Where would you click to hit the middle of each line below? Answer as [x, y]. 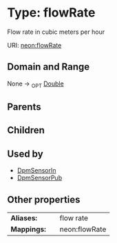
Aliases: [24, 217]
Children [26, 130]
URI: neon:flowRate [34, 45]
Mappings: [29, 229]
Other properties [44, 199]
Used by [25, 154]
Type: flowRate [51, 13]
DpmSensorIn [36, 171]
